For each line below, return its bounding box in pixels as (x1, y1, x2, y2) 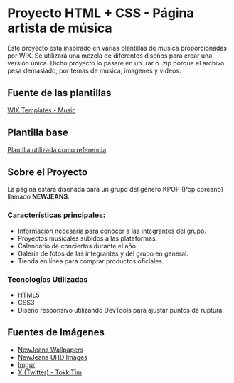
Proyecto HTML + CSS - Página (7, 5, 194, 21)
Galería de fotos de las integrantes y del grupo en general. (17, 249, 188, 258)
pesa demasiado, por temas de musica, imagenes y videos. (7, 66, 181, 75)
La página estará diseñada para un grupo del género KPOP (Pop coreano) (7, 185, 224, 194)
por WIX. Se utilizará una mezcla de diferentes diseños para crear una (7, 51, 213, 60)
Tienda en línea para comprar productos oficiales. (17, 256, 164, 265)
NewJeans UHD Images (17, 352, 87, 361)
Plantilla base (7, 127, 69, 139)
